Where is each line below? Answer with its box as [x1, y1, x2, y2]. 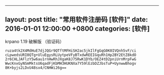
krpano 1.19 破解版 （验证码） [5, 38, 64, 44]
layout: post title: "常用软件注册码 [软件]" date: [5, 16, 148, 24]
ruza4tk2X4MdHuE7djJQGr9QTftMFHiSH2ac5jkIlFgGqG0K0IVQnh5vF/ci [5, 48, 137, 53]
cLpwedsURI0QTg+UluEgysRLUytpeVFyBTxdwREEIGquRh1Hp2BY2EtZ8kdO [5, 52, 137, 57]
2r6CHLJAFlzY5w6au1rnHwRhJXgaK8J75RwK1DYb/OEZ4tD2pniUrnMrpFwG [5, 56, 137, 61]
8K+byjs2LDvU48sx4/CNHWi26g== [5, 65, 67, 70]
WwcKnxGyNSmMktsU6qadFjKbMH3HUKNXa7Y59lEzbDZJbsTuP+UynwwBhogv [5, 61, 137, 66]
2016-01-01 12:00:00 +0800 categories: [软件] [5, 25, 150, 33]
